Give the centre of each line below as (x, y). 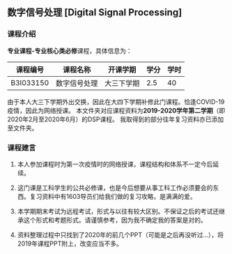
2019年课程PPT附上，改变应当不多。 (70, 244)
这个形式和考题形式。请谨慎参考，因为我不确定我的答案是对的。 (115, 220)
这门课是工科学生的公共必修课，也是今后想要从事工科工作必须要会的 (115, 188)
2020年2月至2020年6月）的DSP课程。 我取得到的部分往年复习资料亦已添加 (116, 119)
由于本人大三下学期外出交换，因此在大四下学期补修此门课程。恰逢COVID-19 (116, 102)
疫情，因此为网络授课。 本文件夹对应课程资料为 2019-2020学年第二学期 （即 (116, 110)
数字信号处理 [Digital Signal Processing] (95, 13)
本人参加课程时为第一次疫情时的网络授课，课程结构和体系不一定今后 (115, 164)
